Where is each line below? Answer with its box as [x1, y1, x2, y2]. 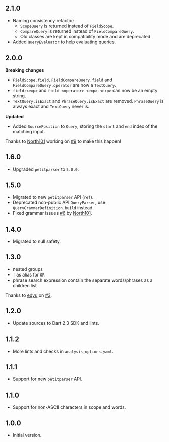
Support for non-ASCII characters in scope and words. [12, 404, 126, 410]
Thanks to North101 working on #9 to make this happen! [5, 138, 121, 144]
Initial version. [12, 432, 42, 438]
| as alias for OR [12, 271, 45, 278]
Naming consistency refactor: [12, 17, 75, 23]
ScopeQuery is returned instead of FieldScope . [20, 23, 114, 29]
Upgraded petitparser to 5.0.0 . [12, 166, 79, 172]
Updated [5, 113, 24, 119]
